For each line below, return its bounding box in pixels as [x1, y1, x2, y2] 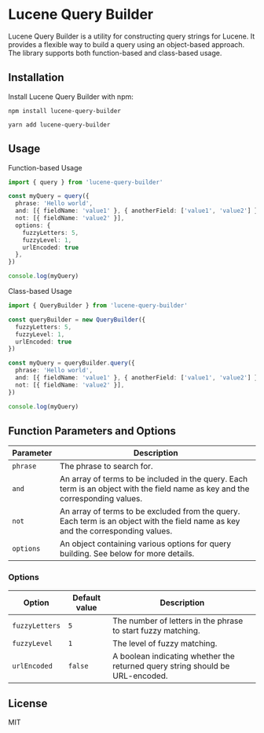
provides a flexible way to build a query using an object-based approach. [8, 39, 245, 49]
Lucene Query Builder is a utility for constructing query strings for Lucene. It [8, 31, 255, 41]
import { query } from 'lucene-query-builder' [8, 178, 163, 186]
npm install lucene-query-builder [8, 107, 122, 115]
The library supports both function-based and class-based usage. [8, 48, 222, 57]
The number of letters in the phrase [112, 615, 244, 626]
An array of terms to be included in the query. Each [59, 474, 248, 485]
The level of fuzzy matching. [112, 638, 218, 649]
